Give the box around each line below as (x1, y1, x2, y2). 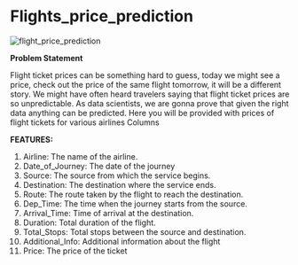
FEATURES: (10, 134, 54, 144)
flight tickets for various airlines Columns (10, 117, 160, 128)
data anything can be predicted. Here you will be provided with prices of (10, 107, 275, 118)
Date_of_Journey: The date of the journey (22, 160, 176, 171)
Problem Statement (10, 52, 83, 63)
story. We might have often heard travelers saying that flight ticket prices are (10, 89, 290, 99)
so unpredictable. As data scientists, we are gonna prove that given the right (10, 97, 289, 108)
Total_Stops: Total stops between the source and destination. (22, 226, 247, 237)
